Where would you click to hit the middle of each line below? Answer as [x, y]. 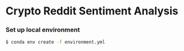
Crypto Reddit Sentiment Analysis [92, 11]
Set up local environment [43, 30]
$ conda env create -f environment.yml [55, 42]
